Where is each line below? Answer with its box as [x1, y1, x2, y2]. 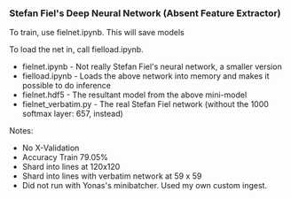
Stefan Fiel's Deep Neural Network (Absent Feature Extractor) [9, 7, 281, 19]
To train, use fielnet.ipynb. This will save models [9, 27, 185, 38]
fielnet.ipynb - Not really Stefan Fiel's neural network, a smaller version [21, 61, 282, 73]
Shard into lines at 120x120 [21, 162, 121, 172]
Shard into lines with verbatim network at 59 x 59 [21, 171, 202, 181]
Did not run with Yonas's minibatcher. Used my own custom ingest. [21, 180, 268, 191]
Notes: [9, 126, 34, 136]
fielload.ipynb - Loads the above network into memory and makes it [21, 71, 270, 81]
